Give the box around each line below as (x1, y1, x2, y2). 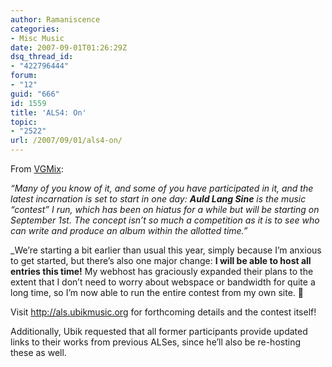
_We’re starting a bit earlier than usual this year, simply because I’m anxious (10, 244, 322, 256)
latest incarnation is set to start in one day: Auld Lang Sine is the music (10, 193, 307, 205)
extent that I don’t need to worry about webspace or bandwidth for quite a (10, 276, 316, 288)
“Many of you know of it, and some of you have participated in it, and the (10, 182, 314, 194)
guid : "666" (10, 89, 60, 99)
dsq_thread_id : (10, 52, 74, 62)
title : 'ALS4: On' (10, 107, 87, 118)
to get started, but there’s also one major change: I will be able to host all (10, 255, 312, 266)
